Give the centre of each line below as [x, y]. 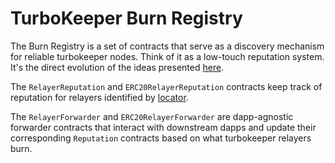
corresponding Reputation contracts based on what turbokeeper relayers [161, 138]
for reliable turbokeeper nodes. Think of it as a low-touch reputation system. [167, 56]
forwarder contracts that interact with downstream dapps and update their [163, 127]
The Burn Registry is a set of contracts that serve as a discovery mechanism [167, 46]
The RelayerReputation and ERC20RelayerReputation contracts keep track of [166, 86]
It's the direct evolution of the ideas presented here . [117, 67]
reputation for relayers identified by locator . [99, 97]
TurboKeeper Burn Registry [126, 18]
